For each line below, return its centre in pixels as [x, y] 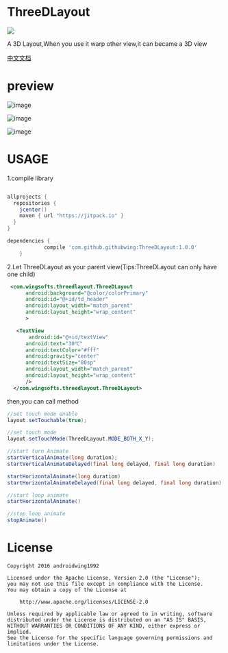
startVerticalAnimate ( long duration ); [62, 458]
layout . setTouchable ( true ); [47, 420]
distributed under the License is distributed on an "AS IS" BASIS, [107, 620]
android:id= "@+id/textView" [68, 337]
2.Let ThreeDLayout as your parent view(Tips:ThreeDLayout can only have [112, 267]
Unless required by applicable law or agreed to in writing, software [110, 614]
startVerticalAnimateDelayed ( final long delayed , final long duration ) [111, 464]
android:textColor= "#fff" [62, 350]
